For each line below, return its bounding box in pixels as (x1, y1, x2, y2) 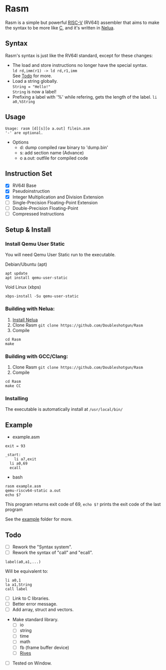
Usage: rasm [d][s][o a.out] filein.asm (5, 126, 90, 131)
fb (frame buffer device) (19, 644, 70, 651)
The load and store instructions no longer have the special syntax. (12, 62, 148, 68)
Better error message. (12, 601, 58, 607)
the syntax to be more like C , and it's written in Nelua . (5, 24, 115, 30)
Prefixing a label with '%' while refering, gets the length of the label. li (12, 94, 158, 100)
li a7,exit (14, 457, 37, 462)
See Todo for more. (12, 73, 52, 79)
